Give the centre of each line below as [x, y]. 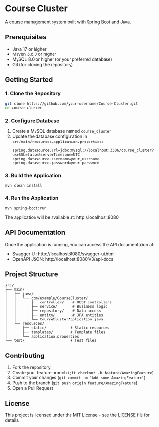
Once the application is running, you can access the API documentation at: [80, 244]
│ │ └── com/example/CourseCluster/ [47, 298]
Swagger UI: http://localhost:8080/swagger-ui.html [63, 254]
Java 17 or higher [29, 49]
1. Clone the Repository [33, 94]
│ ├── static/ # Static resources [57, 328]
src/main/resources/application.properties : [57, 142]
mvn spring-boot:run [26, 208]
